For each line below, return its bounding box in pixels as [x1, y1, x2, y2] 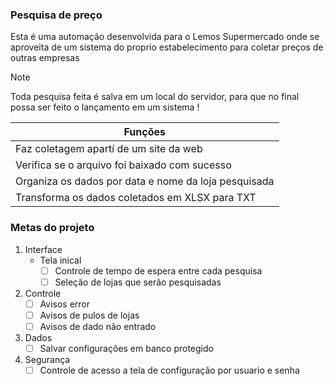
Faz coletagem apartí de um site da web [15, 142, 203, 156]
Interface [24, 243, 63, 255]
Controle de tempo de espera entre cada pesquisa [54, 264, 263, 277]
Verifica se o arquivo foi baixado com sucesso [15, 158, 232, 172]
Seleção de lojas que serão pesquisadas [54, 276, 222, 288]
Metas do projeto [10, 221, 95, 235]
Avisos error [39, 298, 91, 310]
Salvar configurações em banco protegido [39, 342, 214, 354]
